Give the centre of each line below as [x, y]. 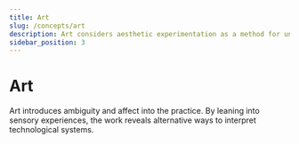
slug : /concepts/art [48, 26]
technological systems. [52, 130]
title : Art [29, 17]
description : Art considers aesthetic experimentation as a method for [145, 34]
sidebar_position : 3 [48, 42]
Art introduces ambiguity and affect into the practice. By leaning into [134, 111]
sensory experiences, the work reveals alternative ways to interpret [133, 120]
